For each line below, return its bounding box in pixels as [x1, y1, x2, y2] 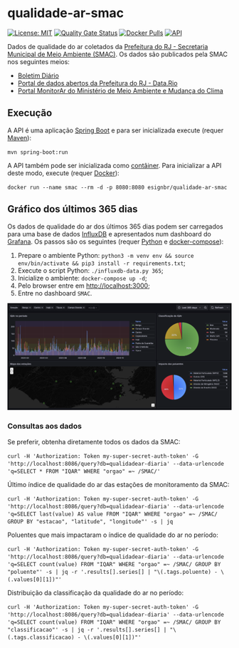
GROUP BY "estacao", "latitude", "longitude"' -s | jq [7, 518, 174, 525]
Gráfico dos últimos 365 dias [7, 203, 138, 215]
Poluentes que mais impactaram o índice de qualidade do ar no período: [7, 531, 218, 539]
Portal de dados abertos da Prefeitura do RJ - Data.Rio [17, 78, 178, 87]
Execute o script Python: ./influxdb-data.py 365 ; [17, 266, 164, 275]
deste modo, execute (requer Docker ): [7, 169, 119, 177]
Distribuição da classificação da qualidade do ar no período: [7, 588, 184, 597]
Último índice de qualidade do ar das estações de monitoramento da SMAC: [7, 480, 230, 488]
